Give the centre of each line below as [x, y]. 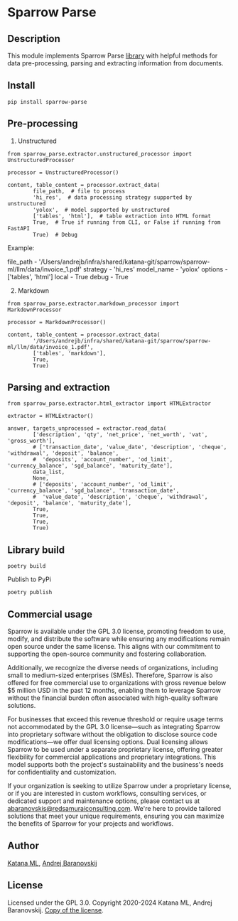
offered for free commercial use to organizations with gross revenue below [117, 683]
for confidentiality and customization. [62, 772]
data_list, [49, 472]
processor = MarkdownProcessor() [57, 322]
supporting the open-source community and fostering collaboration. [107, 654]
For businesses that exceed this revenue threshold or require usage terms [115, 719]
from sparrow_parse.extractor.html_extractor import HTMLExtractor [109, 404]
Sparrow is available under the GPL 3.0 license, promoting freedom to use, [117, 631]
